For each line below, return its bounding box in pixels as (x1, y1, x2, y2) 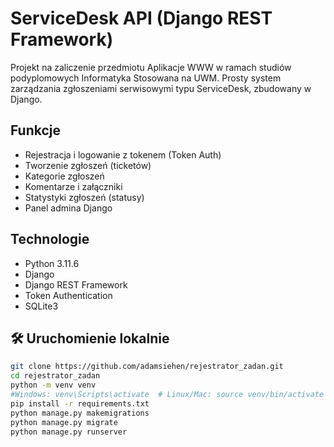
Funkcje (10, 122, 62, 139)
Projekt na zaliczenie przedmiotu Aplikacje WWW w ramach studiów (10, 61, 292, 73)
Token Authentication (24, 289, 113, 301)
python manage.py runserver (10, 427, 128, 437)
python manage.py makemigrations (10, 408, 150, 418)
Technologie (10, 231, 90, 248)
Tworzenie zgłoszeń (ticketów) (24, 159, 152, 171)
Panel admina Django (24, 202, 113, 214)
